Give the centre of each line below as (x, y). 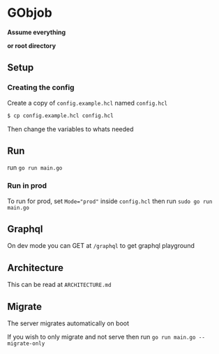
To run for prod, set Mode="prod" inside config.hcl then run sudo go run (110, 201)
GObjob (30, 13)
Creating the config (41, 87)
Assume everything (37, 32)
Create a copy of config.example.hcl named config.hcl (88, 103)
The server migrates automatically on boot (68, 323)
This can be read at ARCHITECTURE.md (59, 285)
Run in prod (27, 186)
